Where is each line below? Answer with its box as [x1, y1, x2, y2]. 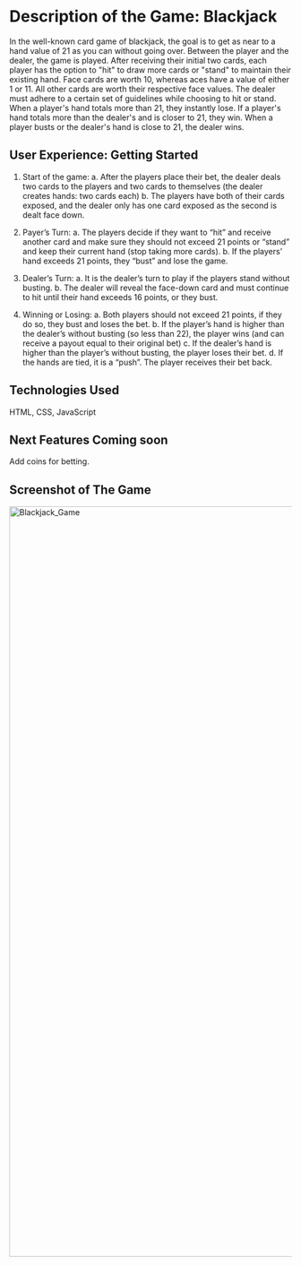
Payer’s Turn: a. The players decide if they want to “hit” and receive [21, 227, 271, 237]
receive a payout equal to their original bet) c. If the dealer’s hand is [21, 338, 271, 349]
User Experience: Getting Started [9, 148, 199, 163]
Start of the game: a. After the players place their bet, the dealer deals [21, 171, 281, 182]
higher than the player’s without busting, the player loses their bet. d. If [21, 347, 284, 357]
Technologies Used [9, 383, 119, 398]
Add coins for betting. [9, 456, 90, 467]
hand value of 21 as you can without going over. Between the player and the [9, 45, 289, 56]
